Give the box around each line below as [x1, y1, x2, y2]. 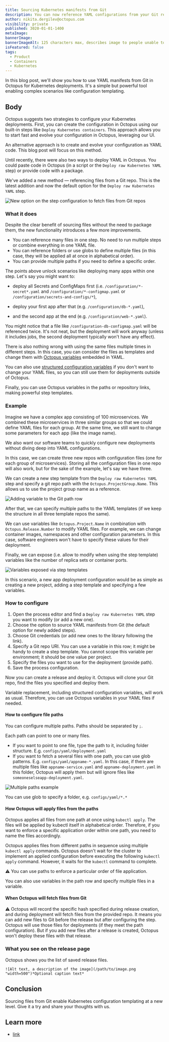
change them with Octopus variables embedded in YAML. [5, 354, 125, 360]
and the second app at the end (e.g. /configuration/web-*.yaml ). [12, 313, 147, 320]
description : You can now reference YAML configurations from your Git [5, 12, 158, 17]
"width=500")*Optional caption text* [5, 971, 84, 976]
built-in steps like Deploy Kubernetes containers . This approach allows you [5, 126, 161, 132]
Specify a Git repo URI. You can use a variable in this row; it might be [12, 643, 155, 649]
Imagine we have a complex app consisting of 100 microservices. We [5, 414, 148, 420]
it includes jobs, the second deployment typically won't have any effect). [5, 334, 156, 340]
